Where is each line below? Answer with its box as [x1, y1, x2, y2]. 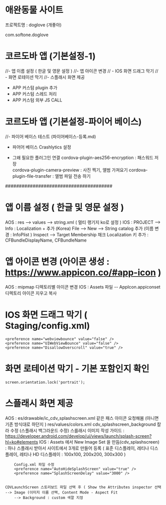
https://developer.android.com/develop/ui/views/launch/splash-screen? [5, 433, 152, 439]
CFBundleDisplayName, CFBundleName [5, 237, 87, 243]
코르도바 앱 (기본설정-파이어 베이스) [5, 116, 142, 128]
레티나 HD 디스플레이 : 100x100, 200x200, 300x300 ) [19, 451, 126, 457]
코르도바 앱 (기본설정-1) [5, 50, 96, 62]
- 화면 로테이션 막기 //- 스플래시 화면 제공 [5, 74, 85, 80]
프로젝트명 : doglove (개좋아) [5, 22, 62, 28]
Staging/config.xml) [5, 320, 90, 331]
